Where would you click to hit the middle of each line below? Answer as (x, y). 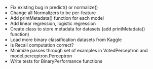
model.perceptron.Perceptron (41, 56)
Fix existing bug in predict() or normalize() (54, 7)
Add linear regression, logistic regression (53, 23)
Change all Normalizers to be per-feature (53, 13)
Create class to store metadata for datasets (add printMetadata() (78, 29)
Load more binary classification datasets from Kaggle (66, 40)
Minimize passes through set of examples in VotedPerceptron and (79, 50)
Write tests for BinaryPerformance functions (56, 61)
